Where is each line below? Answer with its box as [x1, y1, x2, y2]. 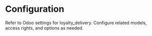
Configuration [5, 3, 65, 15]
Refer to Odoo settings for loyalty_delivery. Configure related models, [5, 20, 147, 26]
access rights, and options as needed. [5, 25, 84, 31]
